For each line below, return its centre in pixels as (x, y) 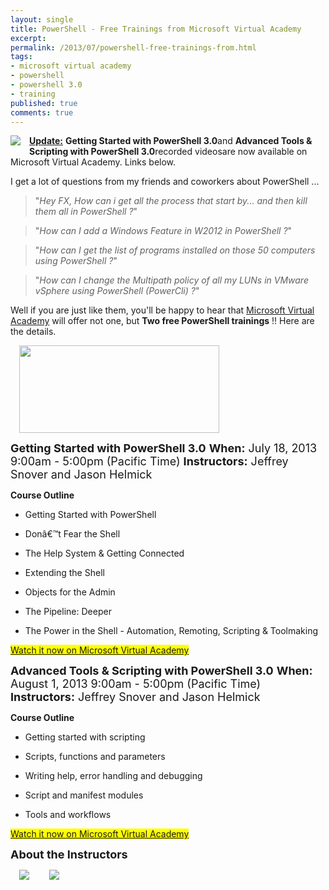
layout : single (42, 19)
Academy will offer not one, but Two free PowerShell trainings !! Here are (162, 321)
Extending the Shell (64, 573)
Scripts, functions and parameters (95, 757)
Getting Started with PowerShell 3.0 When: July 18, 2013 (164, 448)
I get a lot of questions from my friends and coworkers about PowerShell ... (165, 182)
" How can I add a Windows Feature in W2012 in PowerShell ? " (163, 231)
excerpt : (28, 38)
